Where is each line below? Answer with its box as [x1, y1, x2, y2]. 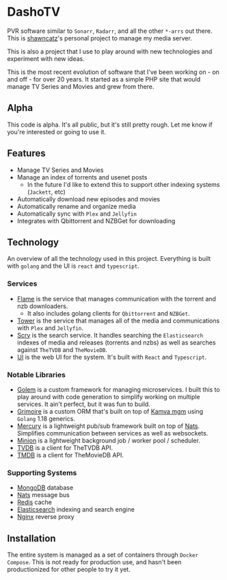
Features [7, 148, 46, 160]
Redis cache [16, 498, 53, 507]
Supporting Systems [7, 468, 77, 477]
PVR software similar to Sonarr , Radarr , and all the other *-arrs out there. [7, 27, 213, 35]
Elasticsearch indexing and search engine [16, 505, 135, 514]
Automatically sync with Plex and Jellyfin [16, 210, 137, 218]
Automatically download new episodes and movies [16, 194, 161, 203]
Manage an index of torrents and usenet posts [16, 173, 148, 181]
